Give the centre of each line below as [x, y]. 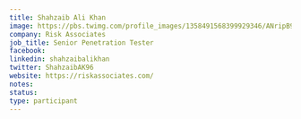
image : [21, 26]
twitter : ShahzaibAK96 [52, 68]
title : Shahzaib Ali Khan [57, 17]
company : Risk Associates [57, 34]
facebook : [28, 51]
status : [24, 92]
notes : [21, 84]
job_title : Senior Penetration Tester [82, 42]
